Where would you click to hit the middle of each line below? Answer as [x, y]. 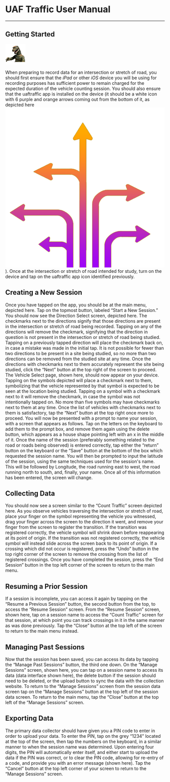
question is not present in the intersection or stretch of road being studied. [83, 337]
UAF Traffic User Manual [58, 9]
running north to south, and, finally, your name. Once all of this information [83, 472]
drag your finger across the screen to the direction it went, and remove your [84, 522]
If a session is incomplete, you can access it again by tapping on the [76, 599]
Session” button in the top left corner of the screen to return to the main [80, 565]
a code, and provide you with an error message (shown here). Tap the [78, 763]
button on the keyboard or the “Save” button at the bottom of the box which [84, 450]
